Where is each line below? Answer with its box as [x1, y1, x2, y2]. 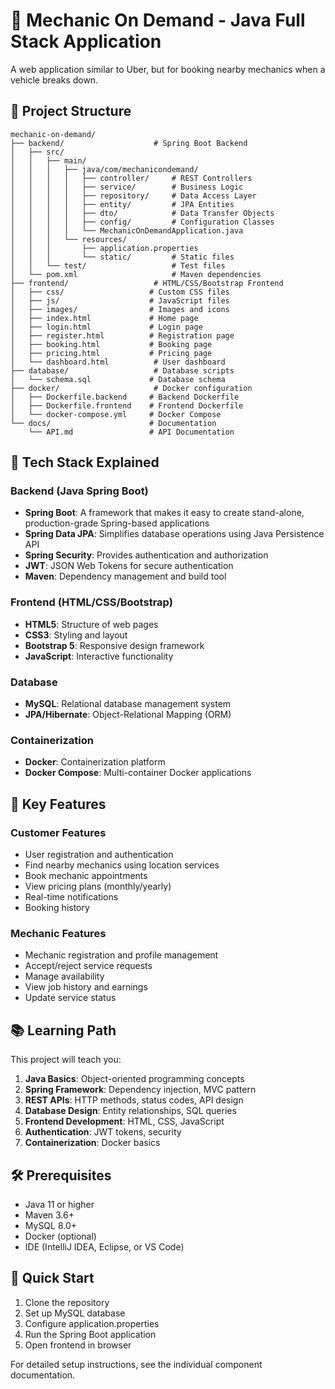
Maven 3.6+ [24, 1209, 75, 1221]
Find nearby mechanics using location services [24, 859, 220, 871]
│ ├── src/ [10, 147, 65, 157]
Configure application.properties [24, 1317, 160, 1329]
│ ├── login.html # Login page [10, 322, 203, 332]
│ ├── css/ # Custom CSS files [10, 287, 230, 297]
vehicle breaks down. [10, 74, 99, 86]
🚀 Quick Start [10, 1270, 95, 1287]
